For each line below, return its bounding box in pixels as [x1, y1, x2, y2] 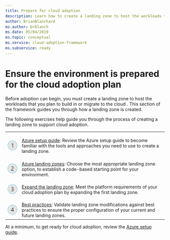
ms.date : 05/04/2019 [5, 29, 49, 35]
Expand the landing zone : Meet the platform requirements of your [21, 184, 158, 190]
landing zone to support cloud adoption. [5, 122, 89, 128]
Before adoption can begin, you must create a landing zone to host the [5, 95, 152, 101]
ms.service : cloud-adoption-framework [5, 41, 87, 46]
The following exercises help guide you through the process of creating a [5, 116, 158, 122]
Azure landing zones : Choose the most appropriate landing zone [21, 161, 156, 167]
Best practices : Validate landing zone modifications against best [21, 202, 155, 208]
